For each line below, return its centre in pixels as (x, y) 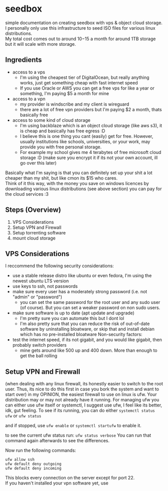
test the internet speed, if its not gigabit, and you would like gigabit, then (87, 340)
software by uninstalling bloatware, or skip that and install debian (87, 329)
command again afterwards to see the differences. (57, 441)
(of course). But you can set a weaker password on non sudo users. (90, 308)
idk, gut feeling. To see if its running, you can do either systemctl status (80, 411)
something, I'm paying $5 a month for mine (64, 93)
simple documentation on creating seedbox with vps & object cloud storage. (84, 23)
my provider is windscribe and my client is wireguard (74, 104)
